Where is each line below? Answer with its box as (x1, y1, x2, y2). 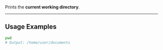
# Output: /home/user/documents (5, 40, 70, 45)
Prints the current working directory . (5, 4, 80, 10)
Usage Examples (5, 23, 57, 31)
